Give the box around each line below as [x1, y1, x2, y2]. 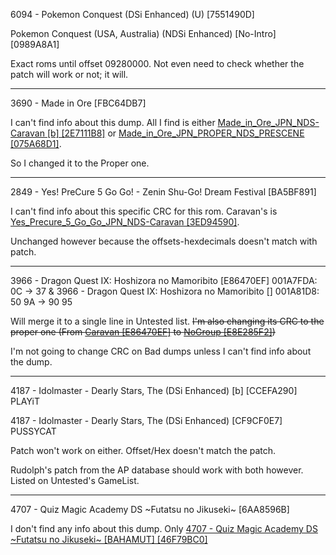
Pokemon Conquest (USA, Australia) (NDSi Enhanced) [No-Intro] [10, 28, 277, 39]
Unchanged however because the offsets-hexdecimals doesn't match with [10, 235, 318, 247]
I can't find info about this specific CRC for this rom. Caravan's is [10, 205, 278, 217]
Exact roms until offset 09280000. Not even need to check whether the [10, 58, 305, 69]
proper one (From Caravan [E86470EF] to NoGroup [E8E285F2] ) [10, 326, 276, 338]
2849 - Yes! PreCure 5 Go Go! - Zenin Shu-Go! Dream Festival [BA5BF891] [10, 186, 317, 198]
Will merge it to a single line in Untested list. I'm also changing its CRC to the [10, 315, 325, 327]
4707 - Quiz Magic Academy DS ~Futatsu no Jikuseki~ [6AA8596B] [10, 504, 290, 515]
